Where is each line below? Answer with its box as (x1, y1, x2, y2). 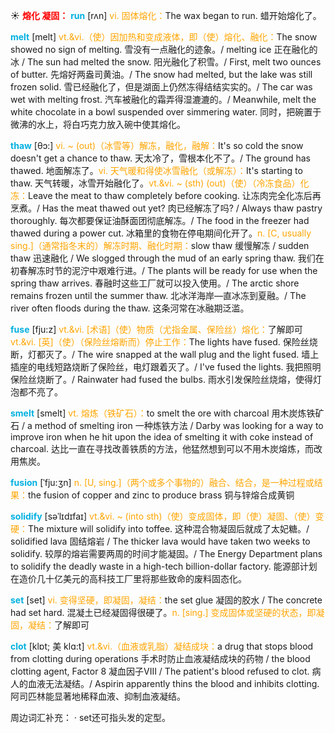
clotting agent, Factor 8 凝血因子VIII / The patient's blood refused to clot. (10, 665, 310, 677)
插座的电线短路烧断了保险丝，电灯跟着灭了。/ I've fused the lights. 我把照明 (10, 361, 322, 373)
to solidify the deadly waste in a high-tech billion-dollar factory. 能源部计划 (10, 560, 318, 572)
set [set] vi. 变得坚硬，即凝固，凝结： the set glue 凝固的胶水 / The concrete (10, 594, 323, 606)
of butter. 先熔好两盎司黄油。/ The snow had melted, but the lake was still (10, 69, 313, 80)
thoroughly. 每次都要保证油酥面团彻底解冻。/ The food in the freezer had (10, 215, 310, 226)
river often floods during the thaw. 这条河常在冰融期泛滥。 (10, 302, 250, 314)
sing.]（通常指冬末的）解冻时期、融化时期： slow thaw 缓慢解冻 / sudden (10, 240, 310, 251)
